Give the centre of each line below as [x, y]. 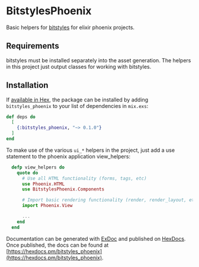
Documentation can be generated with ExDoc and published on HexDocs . [96, 239]
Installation [27, 85]
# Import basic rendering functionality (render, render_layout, [104, 200]
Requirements [33, 46]
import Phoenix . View [47, 206]
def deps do [21, 117]
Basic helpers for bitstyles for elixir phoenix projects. [70, 27]
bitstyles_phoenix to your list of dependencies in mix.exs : [77, 106]
